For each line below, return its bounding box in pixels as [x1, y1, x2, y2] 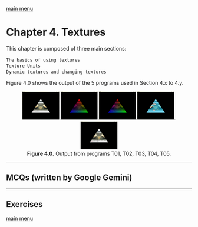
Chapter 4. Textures [6, 26, 106, 39]
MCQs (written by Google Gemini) [6, 173, 133, 183]
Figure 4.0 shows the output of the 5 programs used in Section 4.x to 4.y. [6, 79, 184, 86]
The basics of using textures [6, 57, 81, 63]
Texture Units [6, 63, 41, 69]
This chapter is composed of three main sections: [6, 45, 127, 52]
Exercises [6, 199, 43, 209]
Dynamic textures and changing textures [6, 69, 107, 75]
